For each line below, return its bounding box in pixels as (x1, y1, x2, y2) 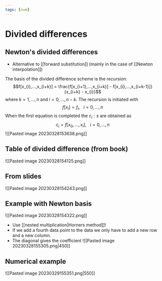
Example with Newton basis (5, 200, 92, 208)
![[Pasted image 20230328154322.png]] (5, 213, 87, 219)
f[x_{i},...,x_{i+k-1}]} (112, 83, 153, 89)
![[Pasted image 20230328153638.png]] (5, 131, 87, 137)
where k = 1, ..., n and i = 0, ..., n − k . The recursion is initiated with (5, 96, 139, 102)
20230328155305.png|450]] (12, 243, 70, 249)
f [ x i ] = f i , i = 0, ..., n (62, 104, 103, 111)
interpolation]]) (12, 66, 43, 72)
